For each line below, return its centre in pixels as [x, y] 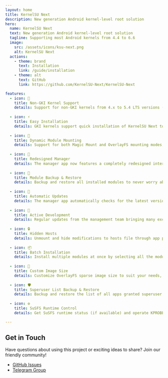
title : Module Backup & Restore [48, 178]
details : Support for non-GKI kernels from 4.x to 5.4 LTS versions [87, 108]
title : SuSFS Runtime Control [46, 308]
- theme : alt [28, 75]
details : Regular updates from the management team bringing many [85, 220]
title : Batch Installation [42, 252]
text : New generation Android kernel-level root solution [71, 33]
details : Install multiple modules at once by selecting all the [84, 257]
